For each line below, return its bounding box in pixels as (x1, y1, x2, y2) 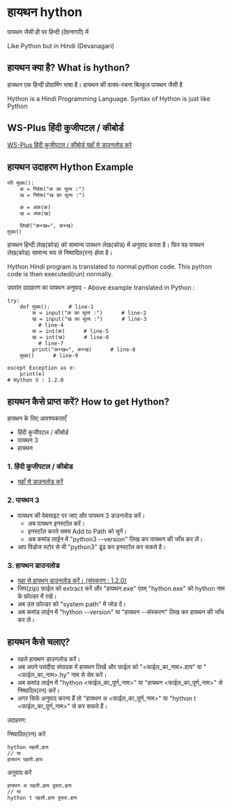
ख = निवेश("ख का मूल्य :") (20, 192, 86, 199)
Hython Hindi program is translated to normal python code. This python (7, 262, 212, 271)
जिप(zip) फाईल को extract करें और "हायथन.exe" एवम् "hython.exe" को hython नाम (17, 584, 225, 593)
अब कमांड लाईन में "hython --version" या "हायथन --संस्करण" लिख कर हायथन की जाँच (17, 608, 224, 616)
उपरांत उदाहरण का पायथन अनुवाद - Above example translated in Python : (7, 283, 195, 292)
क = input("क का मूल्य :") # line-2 (32, 310, 147, 317)
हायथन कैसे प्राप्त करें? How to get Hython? (7, 396, 169, 407)
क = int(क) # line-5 (32, 328, 109, 335)
